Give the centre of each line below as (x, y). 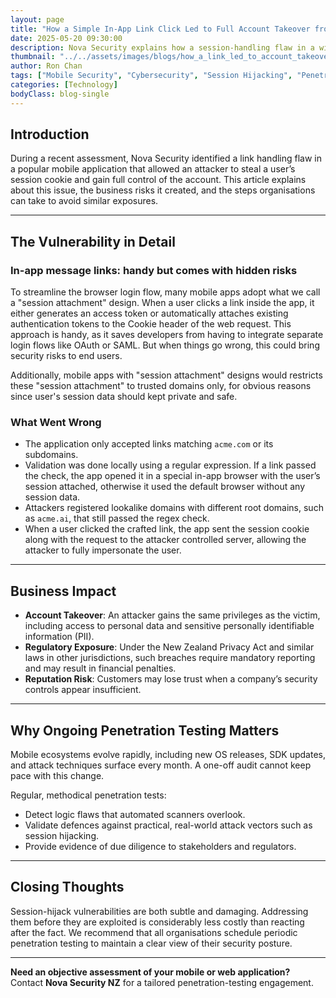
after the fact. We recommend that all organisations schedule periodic (154, 932)
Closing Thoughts (67, 887)
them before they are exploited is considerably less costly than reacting (157, 922)
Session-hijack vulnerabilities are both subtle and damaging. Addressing (159, 911)
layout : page (37, 19)
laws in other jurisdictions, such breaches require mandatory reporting (170, 658)
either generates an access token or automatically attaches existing (149, 313)
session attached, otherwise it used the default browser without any (165, 487)
